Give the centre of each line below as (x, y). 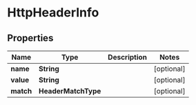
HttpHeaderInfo (53, 13)
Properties (30, 38)
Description (127, 57)
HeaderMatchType (70, 91)
